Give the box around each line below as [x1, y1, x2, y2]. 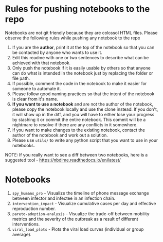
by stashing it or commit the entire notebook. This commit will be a [12, 117, 146, 122]
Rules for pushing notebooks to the [5, 3, 150, 15]
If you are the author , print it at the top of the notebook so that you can [12, 44, 155, 50]
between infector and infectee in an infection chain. [12, 195, 116, 201]
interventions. [12, 221, 40, 227]
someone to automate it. [12, 86, 61, 91]
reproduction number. [12, 206, 56, 211]
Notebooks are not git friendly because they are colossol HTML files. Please [5, 30, 158, 35]
